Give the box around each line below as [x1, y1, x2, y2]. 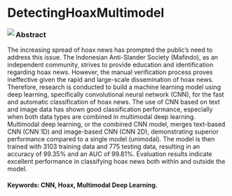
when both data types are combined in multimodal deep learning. [7, 113, 196, 121]
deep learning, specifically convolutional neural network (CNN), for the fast [7, 90, 224, 99]
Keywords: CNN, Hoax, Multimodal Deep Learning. [7, 181, 158, 190]
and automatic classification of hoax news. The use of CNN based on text [7, 98, 220, 106]
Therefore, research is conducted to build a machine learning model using [7, 83, 221, 92]
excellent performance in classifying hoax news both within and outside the [7, 157, 226, 166]
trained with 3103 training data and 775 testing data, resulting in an [7, 142, 200, 151]
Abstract [15, 30, 47, 40]
